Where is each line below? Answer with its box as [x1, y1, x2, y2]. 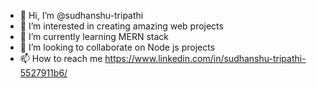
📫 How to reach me [19, 53, 103, 64]
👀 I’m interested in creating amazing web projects [19, 20, 224, 32]
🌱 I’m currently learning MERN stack [19, 31, 169, 42]
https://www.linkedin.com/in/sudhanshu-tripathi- [104, 53, 307, 64]
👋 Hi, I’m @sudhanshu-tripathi [19, 10, 144, 21]
